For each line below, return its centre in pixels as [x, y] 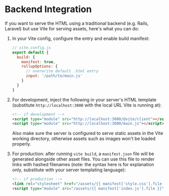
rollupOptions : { [40, 67]
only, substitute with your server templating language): [69, 170]
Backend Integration [48, 9]
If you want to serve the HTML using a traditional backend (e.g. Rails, [77, 23]
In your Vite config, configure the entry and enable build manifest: [81, 38]
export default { [30, 52]
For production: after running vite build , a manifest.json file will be [83, 154]
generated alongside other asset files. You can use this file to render [83, 159]
